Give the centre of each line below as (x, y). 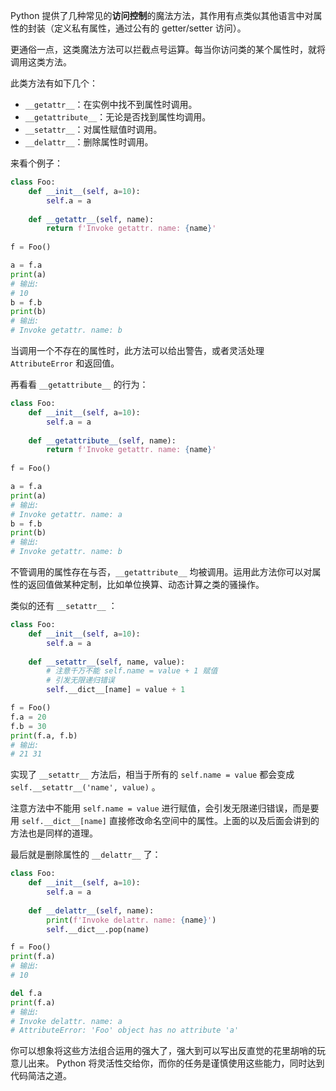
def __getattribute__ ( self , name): (102, 440)
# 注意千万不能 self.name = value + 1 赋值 (132, 671)
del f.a (26, 993)
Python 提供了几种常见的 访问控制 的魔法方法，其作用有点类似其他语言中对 (162, 15)
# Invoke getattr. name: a (66, 514)
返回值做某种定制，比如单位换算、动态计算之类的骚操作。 (146, 584)
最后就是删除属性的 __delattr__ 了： (86, 855)
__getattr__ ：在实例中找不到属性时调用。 (111, 104)
